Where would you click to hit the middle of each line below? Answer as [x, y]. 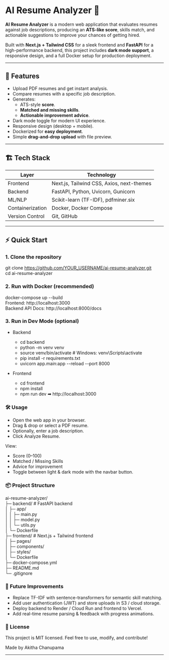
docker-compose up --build [34, 297]
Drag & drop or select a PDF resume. [51, 426]
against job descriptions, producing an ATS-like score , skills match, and [80, 29]
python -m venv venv [42, 347]
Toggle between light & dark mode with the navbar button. [73, 472]
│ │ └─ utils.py [21, 525]
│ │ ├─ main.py [21, 514]
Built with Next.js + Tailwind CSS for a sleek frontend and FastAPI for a [79, 44]
